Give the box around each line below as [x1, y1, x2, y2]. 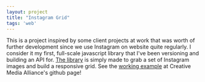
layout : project [6, 9, 48, 15]
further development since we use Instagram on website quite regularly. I [6, 43, 191, 50]
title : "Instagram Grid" [6, 15, 70, 21]
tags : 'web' [6, 20, 37, 26]
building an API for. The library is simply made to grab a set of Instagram [6, 56, 190, 64]
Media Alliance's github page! [6, 69, 82, 77]
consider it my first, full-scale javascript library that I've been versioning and [6, 50, 199, 57]
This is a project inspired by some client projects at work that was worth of [6, 37, 195, 44]
